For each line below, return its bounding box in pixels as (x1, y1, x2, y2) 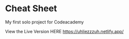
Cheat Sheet (5, 3, 57, 14)
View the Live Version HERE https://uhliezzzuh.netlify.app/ (5, 28, 124, 34)
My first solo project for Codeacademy (5, 19, 84, 25)
